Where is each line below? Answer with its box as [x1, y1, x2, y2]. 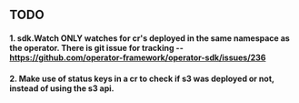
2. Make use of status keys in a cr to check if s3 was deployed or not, [9, 73, 274, 84]
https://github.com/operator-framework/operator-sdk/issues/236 [9, 52, 266, 63]
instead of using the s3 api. [9, 82, 115, 94]
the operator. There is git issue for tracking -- [9, 42, 184, 53]
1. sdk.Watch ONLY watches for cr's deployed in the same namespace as [9, 32, 291, 44]
